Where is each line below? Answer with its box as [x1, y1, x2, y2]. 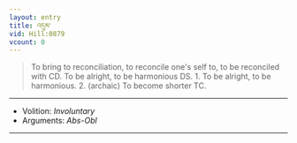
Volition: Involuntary [21, 106, 95, 117]
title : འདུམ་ [9, 21, 51, 30]
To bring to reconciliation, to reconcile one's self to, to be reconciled [30, 62, 280, 72]
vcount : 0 [9, 37, 46, 47]
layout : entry [9, 12, 62, 22]
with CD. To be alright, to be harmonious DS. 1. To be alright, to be [30, 71, 271, 82]
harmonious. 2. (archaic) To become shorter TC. [30, 80, 207, 91]
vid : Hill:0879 [9, 29, 65, 38]
